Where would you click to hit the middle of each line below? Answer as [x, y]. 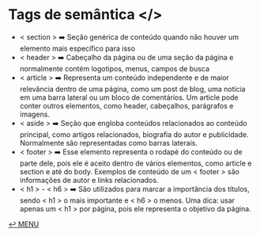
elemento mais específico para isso [77, 48]
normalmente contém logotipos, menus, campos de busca [115, 68]
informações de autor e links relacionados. [89, 180]
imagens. [34, 114]
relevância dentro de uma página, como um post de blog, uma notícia [133, 89]
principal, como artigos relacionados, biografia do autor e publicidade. [134, 134]
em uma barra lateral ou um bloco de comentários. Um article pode [129, 97]
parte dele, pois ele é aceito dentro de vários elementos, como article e [136, 163]
